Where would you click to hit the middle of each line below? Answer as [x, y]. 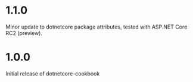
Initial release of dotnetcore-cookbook [53, 73]
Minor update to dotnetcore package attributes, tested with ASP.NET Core [96, 27]
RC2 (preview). [24, 33]
